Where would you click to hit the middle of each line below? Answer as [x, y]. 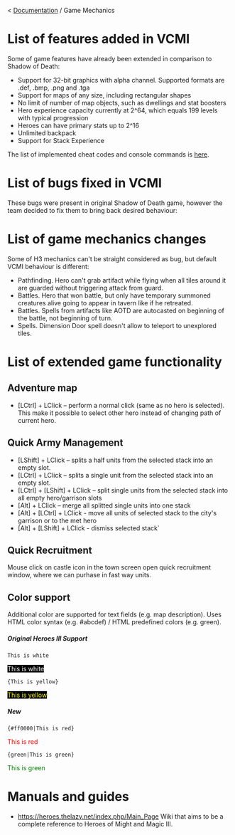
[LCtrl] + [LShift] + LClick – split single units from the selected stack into [123, 490]
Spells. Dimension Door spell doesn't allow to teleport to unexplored [117, 325]
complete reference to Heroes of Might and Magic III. [95, 824]
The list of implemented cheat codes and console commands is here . [108, 154]
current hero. [37, 420]
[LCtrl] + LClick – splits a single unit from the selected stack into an [115, 475]
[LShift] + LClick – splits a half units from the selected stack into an [115, 460]
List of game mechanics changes [107, 240]
